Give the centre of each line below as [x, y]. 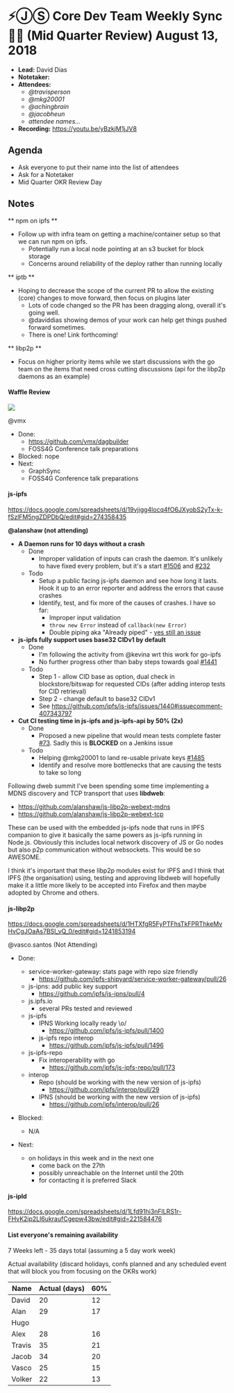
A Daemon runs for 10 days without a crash [81, 543]
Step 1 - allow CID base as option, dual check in [107, 676]
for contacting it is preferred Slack [88, 1181]
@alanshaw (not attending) [48, 530]
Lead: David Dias [43, 69]
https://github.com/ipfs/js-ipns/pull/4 [92, 994]
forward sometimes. [57, 327]
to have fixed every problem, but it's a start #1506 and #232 [124, 566]
